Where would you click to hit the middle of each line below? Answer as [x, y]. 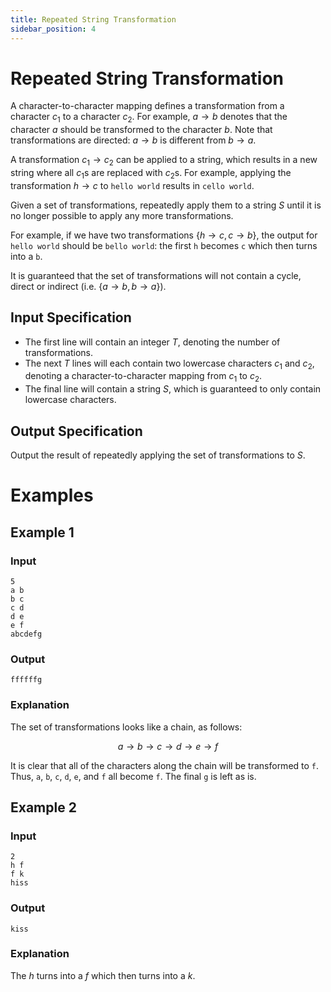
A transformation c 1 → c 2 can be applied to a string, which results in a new [164, 161]
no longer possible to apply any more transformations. [122, 215]
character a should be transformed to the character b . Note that [141, 130]
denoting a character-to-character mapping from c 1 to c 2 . [143, 377]
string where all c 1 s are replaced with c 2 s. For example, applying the [151, 174]
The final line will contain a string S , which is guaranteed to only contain [173, 389]
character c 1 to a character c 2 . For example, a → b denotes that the [149, 118]
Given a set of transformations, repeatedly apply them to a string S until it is [166, 205]
